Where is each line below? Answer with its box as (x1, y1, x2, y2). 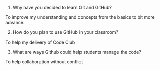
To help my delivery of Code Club (5, 39, 75, 45)
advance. (5, 20, 25, 25)
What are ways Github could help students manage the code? (12, 49, 142, 55)
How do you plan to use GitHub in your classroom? (12, 29, 119, 35)
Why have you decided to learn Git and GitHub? (12, 5, 112, 10)
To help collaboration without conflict (5, 59, 83, 65)
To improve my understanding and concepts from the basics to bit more (5, 14, 155, 20)
